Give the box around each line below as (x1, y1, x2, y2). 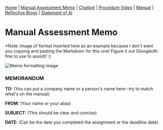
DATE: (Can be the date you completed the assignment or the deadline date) (5, 119, 159, 125)
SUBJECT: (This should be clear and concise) (5, 110, 97, 116)
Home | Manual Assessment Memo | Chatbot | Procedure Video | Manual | (5, 5, 154, 10)
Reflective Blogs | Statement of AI (5, 10, 73, 16)
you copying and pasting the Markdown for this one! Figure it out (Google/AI (5, 48, 158, 54)
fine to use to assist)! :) (5, 53, 51, 59)
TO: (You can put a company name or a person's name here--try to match (5, 86, 153, 92)
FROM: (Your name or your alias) (5, 100, 71, 107)
